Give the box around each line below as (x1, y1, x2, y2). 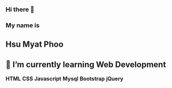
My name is (5, 21, 40, 29)
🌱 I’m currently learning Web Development (5, 59, 166, 70)
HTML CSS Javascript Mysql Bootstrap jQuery (5, 75, 124, 82)
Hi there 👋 (5, 5, 35, 14)
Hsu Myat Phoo (5, 40, 64, 50)
